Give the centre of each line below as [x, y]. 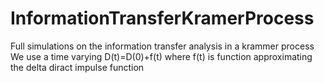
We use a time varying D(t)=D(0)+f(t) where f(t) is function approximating [161, 56]
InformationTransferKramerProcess [162, 18]
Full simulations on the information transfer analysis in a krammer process [162, 46]
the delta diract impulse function [77, 67]
